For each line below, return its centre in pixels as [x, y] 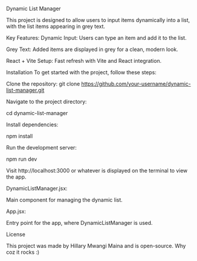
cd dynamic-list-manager [37, 113]
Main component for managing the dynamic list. [64, 200]
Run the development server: [41, 147]
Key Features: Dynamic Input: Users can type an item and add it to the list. [96, 38]
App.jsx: [16, 211]
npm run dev [22, 159]
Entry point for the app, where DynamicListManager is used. [79, 223]
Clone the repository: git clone [43, 84]
